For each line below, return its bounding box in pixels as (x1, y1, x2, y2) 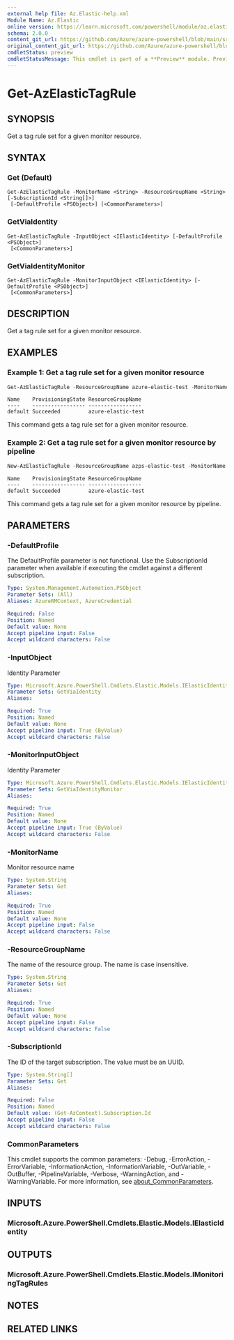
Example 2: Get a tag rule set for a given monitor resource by (7, 438, 217, 448)
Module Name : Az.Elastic (7, 17, 79, 24)
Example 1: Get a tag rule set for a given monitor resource (7, 367, 205, 377)
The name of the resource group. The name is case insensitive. (7, 960, 189, 969)
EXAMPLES (7, 347, 58, 359)
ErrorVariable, (7, 1162, 47, 1171)
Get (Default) (7, 173, 52, 183)
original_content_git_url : (7, 43, 86, 50)
